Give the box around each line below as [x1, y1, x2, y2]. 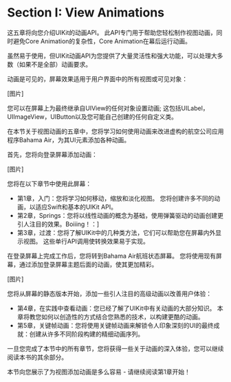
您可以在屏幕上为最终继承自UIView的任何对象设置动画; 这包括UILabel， [7, 104, 209, 112]
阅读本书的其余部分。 [7, 352, 67, 361]
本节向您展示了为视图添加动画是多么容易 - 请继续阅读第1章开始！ [7, 368, 191, 376]
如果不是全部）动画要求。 [19, 60, 91, 68]
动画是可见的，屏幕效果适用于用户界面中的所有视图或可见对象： [7, 74, 188, 83]
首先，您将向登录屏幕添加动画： [7, 150, 98, 159]
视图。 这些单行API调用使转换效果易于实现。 [23, 237, 150, 245]
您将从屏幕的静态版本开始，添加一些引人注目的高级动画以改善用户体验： [7, 289, 212, 297]
